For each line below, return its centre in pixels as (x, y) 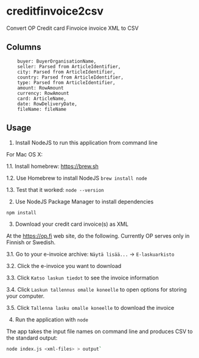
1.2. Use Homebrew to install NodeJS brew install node (77, 178)
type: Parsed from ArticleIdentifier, (66, 82)
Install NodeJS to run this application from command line (86, 142)
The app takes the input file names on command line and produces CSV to (100, 332)
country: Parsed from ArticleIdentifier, (70, 77)
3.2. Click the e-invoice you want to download (64, 266)
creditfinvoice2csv (55, 11)
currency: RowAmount (43, 93)
